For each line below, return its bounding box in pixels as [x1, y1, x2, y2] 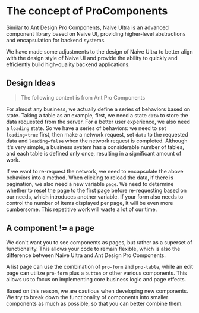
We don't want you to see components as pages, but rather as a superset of [6, 238, 192, 246]
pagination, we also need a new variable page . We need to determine [6, 180, 174, 187]
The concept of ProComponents [6, 4, 168, 18]
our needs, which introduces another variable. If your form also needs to [6, 193, 184, 200]
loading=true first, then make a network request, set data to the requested [6, 131, 188, 138]
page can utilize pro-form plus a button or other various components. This [6, 269, 187, 277]
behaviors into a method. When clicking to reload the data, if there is [6, 174, 174, 181]
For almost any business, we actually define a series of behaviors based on [6, 106, 191, 113]
